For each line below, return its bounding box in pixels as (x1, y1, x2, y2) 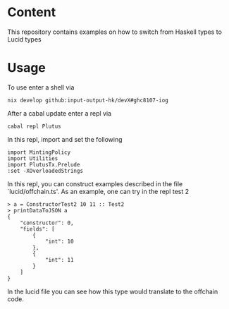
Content (7, 4, 56, 20)
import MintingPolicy (7, 149, 71, 156)
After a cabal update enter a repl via (7, 109, 111, 117)
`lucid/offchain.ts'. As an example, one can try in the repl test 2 (7, 187, 190, 195)
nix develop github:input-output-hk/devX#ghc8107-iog (7, 97, 169, 104)
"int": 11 (44, 256, 74, 263)
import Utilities (7, 154, 58, 162)
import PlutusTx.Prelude (7, 161, 80, 168)
